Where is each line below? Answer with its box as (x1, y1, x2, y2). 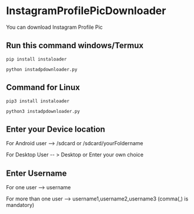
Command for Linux (6, 82, 81, 92)
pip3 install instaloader (6, 98, 69, 104)
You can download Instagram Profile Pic (6, 24, 103, 31)
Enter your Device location (6, 124, 106, 134)
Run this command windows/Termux (6, 41, 144, 51)
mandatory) (6, 202, 35, 209)
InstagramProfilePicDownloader (6, 4, 166, 18)
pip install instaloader (6, 56, 67, 62)
